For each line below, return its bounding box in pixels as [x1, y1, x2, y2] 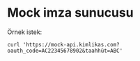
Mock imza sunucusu [7, 5, 134, 21]
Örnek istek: [7, 28, 42, 36]
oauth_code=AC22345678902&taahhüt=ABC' [7, 47, 123, 54]
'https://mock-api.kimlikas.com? [22, 41, 120, 48]
